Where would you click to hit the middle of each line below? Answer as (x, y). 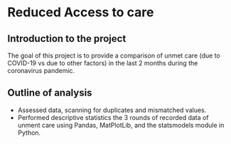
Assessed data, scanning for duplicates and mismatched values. (112, 110)
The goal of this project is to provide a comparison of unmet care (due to (114, 55)
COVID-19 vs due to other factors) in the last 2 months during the (103, 63)
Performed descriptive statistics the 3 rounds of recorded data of (113, 117)
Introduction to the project (67, 39)
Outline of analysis (50, 93)
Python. (29, 133)
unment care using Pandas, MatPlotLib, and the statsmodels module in (121, 125)
